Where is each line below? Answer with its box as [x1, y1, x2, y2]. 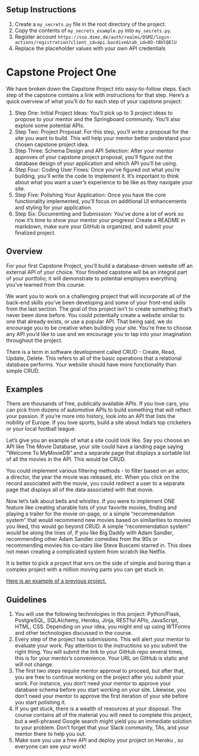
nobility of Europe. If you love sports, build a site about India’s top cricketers [6, 419, 191, 426]
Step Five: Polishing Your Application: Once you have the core [14, 191, 166, 198]
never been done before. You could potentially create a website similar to [6, 311, 185, 318]
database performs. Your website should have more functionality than [6, 360, 176, 368]
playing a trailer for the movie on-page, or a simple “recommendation [6, 510, 175, 517]
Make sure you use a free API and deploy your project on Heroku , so [14, 736, 184, 744]
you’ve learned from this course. [6, 281, 86, 288]
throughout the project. [6, 337, 63, 344]
